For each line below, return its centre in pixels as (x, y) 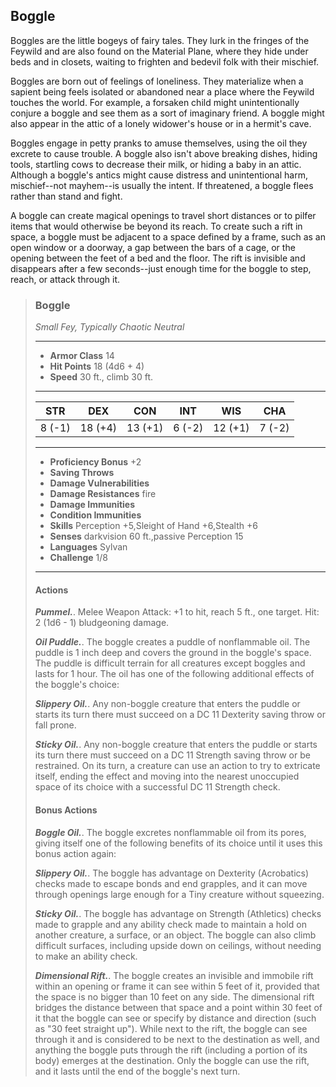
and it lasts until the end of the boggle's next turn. (137, 1071)
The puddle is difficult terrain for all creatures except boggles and (170, 663)
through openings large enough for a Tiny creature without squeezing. (179, 894)
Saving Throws (82, 473)
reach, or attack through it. (65, 279)
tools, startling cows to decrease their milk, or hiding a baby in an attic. (156, 164)
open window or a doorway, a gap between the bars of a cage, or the (153, 247)
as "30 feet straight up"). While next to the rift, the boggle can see (171, 1028)
